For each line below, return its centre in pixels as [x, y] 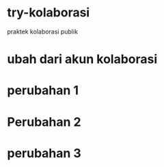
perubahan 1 [43, 91]
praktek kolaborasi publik [43, 31]
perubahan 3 [44, 153]
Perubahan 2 [44, 122]
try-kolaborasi [49, 13]
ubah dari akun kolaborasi [82, 59]
